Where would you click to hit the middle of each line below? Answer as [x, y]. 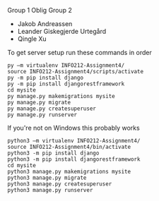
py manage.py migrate [39, 102]
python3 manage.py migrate [47, 178]
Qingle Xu [32, 39]
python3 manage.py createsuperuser [60, 184]
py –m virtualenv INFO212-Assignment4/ [66, 66]
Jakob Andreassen [45, 24]
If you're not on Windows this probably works [73, 128]
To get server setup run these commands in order [79, 53]
